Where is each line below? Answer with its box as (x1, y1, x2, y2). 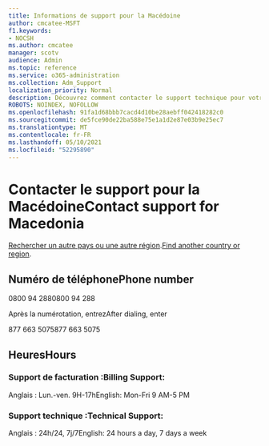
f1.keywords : (8, 26, 52, 34)
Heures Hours (8, 348, 77, 361)
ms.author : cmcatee (8, 42, 74, 50)
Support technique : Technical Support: (8, 410, 164, 421)
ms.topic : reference (8, 64, 78, 72)
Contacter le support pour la (8, 180, 200, 199)
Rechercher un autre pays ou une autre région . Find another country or (8, 241, 240, 251)
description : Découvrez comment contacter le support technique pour (8, 94, 246, 102)
